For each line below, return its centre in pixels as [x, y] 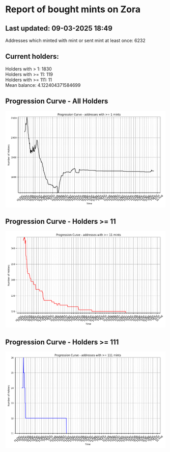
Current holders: [32, 56]
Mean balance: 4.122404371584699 [43, 85]
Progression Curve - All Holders [57, 101]
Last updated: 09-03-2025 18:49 [59, 28]
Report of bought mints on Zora [73, 9]
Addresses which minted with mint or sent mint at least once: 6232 [76, 40]
